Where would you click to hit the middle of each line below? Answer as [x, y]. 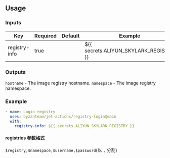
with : [16, 121]
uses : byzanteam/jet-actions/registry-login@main [63, 117]
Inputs [13, 23]
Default [71, 36]
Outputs [16, 72]
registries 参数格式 [25, 138]
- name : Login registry [30, 112]
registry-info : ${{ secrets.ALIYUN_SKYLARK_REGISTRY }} [75, 126]
